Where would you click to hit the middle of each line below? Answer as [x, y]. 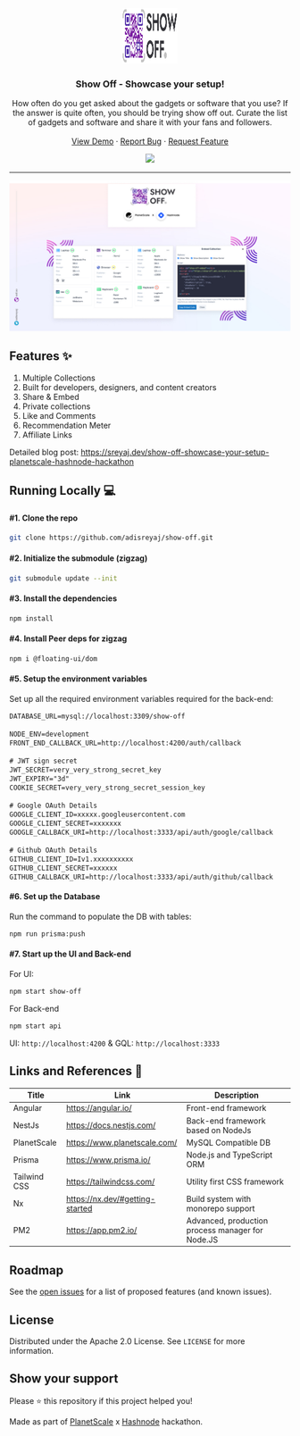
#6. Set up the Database [55, 897]
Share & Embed [50, 397]
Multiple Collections [58, 378]
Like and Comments [59, 415]
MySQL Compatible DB [228, 1142]
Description [236, 1095]
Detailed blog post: [44, 452]
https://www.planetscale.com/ [121, 1142]
